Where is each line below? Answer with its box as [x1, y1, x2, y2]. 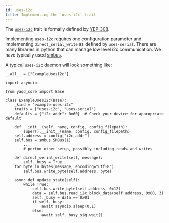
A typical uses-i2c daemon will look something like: [5, 62, 112, 68]
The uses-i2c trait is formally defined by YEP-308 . [5, 26, 110, 32]
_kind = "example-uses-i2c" [14, 102, 73, 107]
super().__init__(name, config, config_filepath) [23, 129, 130, 134]
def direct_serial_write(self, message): [14, 155, 103, 160]
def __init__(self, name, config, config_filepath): [14, 124, 128, 129]
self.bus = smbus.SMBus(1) [14, 137, 71, 143]
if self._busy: [32, 199, 65, 204]
